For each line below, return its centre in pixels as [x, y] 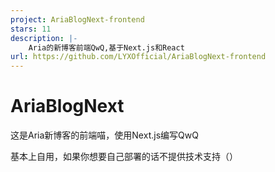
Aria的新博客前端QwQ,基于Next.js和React [106, 47]
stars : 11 [31, 29]
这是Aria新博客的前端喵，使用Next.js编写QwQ [104, 135]
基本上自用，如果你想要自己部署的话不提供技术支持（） [124, 157]
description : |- [44, 38]
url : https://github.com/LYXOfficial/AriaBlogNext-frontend [138, 57]
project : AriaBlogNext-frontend [77, 19]
